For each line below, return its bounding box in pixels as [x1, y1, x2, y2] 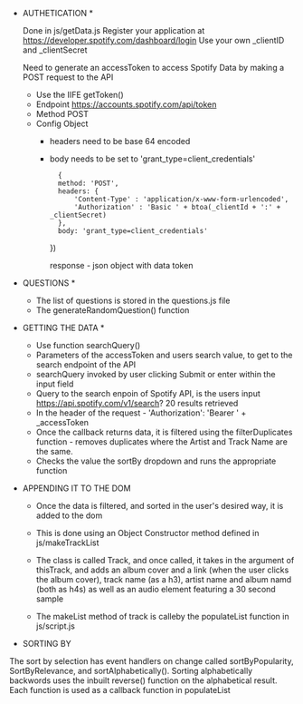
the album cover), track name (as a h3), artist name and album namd [35, 574, 292, 584]
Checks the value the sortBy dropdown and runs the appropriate [35, 455, 277, 466]
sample [35, 593, 64, 604]
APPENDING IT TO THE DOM [22, 483, 131, 494]
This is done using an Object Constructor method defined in [35, 528, 260, 538]
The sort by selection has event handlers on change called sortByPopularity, [9, 656, 294, 666]
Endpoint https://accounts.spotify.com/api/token [35, 99, 217, 110]
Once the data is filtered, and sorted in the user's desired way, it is [35, 501, 284, 511]
